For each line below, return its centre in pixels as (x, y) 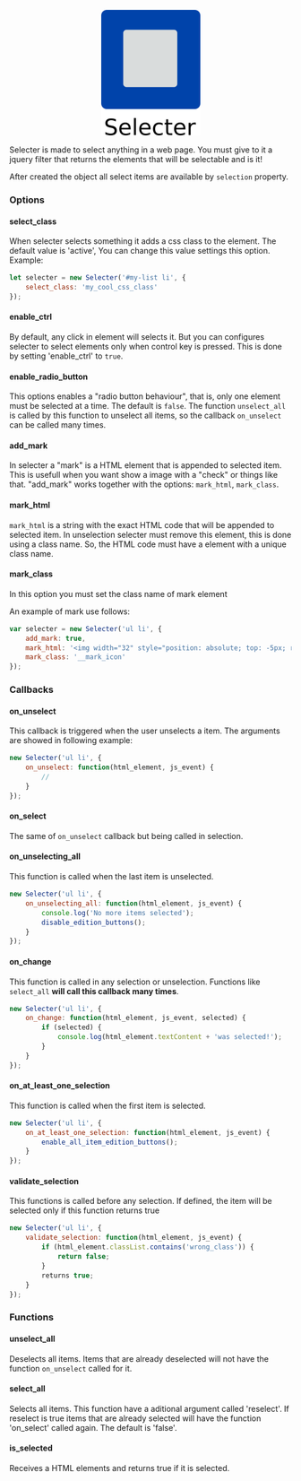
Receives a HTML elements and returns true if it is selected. (120, 1468)
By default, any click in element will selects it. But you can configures (137, 336)
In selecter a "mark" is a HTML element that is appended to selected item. (146, 465)
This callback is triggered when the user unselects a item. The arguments (145, 731)
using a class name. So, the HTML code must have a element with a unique (148, 544)
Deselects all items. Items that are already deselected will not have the (139, 1358)
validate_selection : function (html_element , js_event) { (134, 1238)
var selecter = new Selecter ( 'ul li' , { (86, 628)
